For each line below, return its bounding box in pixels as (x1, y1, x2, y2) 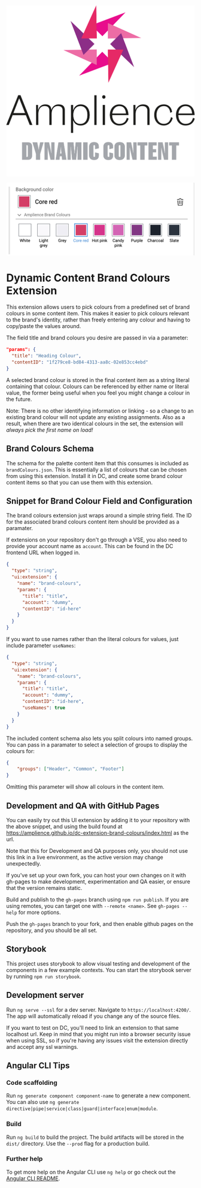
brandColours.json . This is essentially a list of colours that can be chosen (6, 466, 187, 473)
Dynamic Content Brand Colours (6, 271, 170, 284)
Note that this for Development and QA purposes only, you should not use (6, 847, 188, 854)
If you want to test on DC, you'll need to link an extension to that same (6, 1024, 179, 1031)
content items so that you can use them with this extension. (6, 479, 153, 486)
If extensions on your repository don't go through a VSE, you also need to (6, 536, 187, 543)
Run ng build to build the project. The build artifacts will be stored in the (6, 1133, 184, 1141)
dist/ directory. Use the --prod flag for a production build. (6, 1139, 150, 1147)
